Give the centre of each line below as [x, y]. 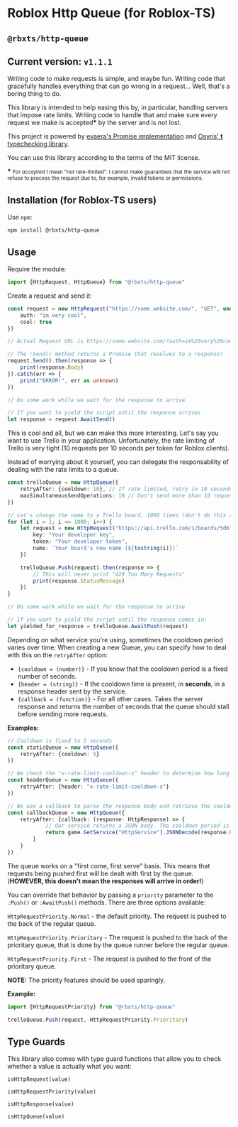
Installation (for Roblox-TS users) [82, 200]
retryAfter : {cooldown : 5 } [60, 754]
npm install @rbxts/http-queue [53, 230]
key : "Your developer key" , [74, 535]
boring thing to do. [34, 94]
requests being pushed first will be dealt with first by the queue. [101, 873]
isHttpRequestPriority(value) [52, 1092]
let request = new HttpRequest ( [68, 528]
